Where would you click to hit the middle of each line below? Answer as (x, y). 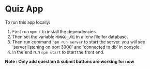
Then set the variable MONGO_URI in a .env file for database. (70, 37)
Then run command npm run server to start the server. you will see (79, 41)
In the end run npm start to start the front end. (58, 52)
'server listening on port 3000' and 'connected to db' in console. (76, 47)
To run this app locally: (28, 22)
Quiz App (24, 9)
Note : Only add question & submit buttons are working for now (70, 61)
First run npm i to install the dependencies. (54, 31)
